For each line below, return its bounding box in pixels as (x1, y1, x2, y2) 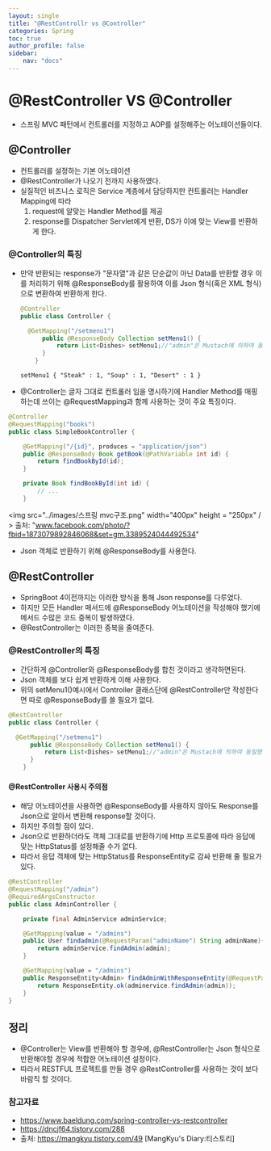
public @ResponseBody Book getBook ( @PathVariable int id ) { (23, 450, 229, 458)
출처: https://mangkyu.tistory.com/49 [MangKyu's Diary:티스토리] (19, 1133, 236, 1143)
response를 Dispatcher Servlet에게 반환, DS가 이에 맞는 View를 (31, 216, 237, 226)
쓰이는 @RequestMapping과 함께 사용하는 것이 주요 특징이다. (41, 397, 236, 406)
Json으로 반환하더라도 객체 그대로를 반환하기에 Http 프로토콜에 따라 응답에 (19, 831, 256, 841)
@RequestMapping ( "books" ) (8, 420, 95, 428)
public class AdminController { (8, 900, 117, 909)
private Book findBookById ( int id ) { (23, 480, 150, 488)
